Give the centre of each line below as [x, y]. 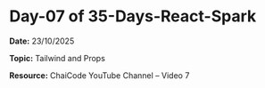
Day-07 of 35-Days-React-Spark [133, 16]
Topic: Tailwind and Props [57, 58]
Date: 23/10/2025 [42, 41]
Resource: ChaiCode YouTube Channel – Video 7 [99, 75]
